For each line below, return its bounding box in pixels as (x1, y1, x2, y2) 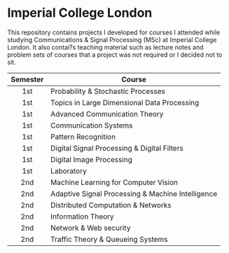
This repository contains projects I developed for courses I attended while (7, 28, 221, 36)
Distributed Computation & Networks (50, 200, 172, 210)
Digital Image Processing (50, 154, 133, 164)
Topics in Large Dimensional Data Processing (50, 97, 200, 107)
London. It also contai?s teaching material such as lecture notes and (7, 43, 204, 51)
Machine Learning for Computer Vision (50, 177, 179, 187)
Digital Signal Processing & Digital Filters (50, 143, 183, 153)
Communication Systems (50, 121, 133, 130)
